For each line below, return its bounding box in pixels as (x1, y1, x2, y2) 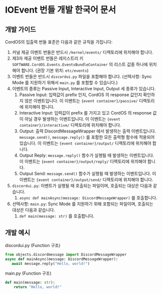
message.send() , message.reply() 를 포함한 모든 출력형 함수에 (19, 134, 138, 140)
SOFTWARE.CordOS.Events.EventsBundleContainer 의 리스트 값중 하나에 (12, 62, 148, 67)
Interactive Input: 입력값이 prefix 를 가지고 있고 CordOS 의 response (19, 110, 152, 115)
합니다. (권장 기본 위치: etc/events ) (21, 67, 89, 73)
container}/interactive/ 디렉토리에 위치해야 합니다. (19, 122, 121, 128)
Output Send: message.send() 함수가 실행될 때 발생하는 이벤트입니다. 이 (19, 171, 157, 176)
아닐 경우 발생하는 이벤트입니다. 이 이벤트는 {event (24, 116, 120, 122)
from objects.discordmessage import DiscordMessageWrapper (5, 252, 127, 257)
